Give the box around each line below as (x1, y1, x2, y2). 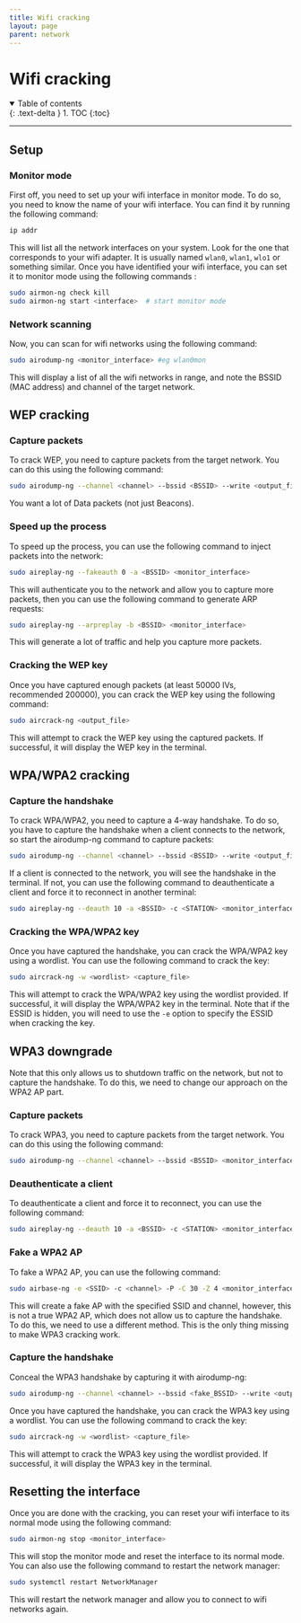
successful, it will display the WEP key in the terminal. (9, 742, 208, 753)
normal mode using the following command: (9, 1517, 172, 1528)
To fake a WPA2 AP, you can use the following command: (9, 1266, 221, 1277)
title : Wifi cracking (9, 13, 90, 22)
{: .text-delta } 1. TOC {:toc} (9, 108, 110, 119)
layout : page (9, 22, 58, 31)
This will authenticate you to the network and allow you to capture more (9, 584, 274, 595)
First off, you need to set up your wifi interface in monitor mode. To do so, (9, 190, 282, 200)
